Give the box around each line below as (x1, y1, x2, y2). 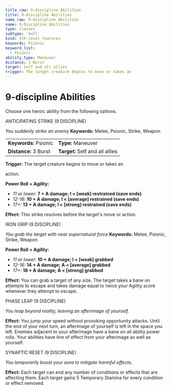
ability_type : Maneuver (5, 55, 56, 60)
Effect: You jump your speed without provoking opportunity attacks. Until (5, 317, 160, 324)
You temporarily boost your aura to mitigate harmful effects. (5, 359, 133, 365)
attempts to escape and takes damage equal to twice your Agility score (5, 282, 156, 289)
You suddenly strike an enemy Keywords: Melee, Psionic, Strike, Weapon (5, 128, 161, 134)
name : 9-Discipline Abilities (5, 21, 70, 27)
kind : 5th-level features (5, 36, 60, 41)
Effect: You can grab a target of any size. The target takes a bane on (5, 277, 150, 283)
